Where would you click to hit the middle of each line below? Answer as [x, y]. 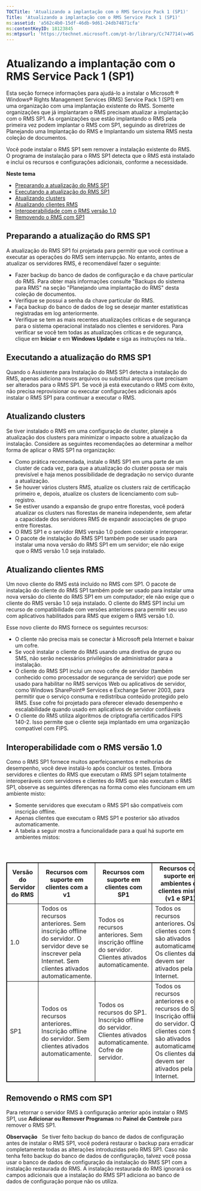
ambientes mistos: [37, 837]
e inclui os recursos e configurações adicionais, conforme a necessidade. [97, 162]
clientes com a [67, 887]
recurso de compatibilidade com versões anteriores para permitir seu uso [97, 610]
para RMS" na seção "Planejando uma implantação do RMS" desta [97, 287]
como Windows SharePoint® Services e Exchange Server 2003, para [100, 690]
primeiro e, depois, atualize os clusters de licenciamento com [90, 493]
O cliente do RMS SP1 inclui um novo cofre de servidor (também [94, 671]
